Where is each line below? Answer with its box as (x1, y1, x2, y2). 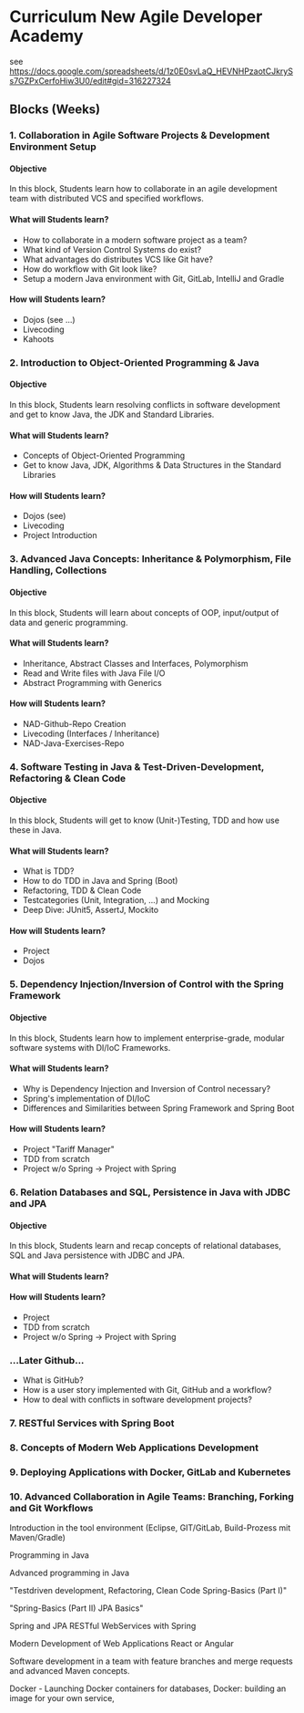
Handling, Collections (9, 564, 107, 576)
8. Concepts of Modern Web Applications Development (9, 1441, 259, 1454)
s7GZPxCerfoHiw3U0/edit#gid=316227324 (9, 75, 171, 86)
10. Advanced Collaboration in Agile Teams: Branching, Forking (9, 1490, 294, 1502)
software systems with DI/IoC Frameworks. (9, 1042, 171, 1053)
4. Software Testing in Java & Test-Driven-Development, (9, 760, 265, 773)
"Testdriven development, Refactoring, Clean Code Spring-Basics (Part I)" (9, 1585, 288, 1596)
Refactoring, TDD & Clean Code (22, 885, 142, 896)
